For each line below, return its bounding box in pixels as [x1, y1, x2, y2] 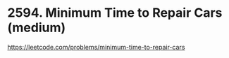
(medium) [7, 20, 66, 36]
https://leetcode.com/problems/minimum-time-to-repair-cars [7, 43, 185, 51]
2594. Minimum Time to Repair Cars [7, 5, 223, 21]
